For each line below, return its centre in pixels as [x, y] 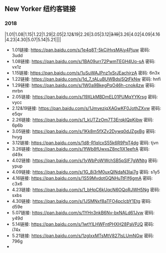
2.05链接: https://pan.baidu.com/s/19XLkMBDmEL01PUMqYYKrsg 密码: [85, 96]
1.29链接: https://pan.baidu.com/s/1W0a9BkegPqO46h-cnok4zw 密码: [83, 85]
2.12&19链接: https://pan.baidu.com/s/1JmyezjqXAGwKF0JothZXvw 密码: [86, 108]
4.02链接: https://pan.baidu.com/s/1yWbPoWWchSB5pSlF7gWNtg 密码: [85, 160]
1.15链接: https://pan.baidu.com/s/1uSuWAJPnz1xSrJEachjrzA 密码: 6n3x [86, 73]
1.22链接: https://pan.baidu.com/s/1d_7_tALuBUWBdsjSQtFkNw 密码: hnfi [86, 79]
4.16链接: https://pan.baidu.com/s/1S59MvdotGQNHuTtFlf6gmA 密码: [82, 178]
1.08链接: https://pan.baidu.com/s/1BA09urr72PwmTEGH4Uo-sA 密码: [83, 61]
